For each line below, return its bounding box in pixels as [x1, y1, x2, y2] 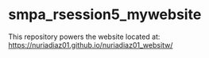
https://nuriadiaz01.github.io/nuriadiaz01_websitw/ [8, 40, 173, 49]
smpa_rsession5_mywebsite [8, 6, 202, 24]
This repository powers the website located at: [8, 32, 161, 41]
